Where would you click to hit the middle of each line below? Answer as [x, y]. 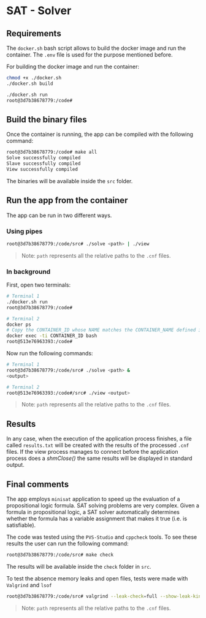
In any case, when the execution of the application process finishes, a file [99, 439]
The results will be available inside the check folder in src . [79, 566]
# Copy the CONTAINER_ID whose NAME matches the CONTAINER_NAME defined [101, 330]
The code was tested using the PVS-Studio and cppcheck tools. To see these [102, 537]
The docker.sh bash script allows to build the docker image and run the [96, 48]
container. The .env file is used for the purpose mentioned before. [90, 55]
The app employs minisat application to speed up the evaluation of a [93, 499]
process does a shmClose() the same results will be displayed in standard [99, 458]
